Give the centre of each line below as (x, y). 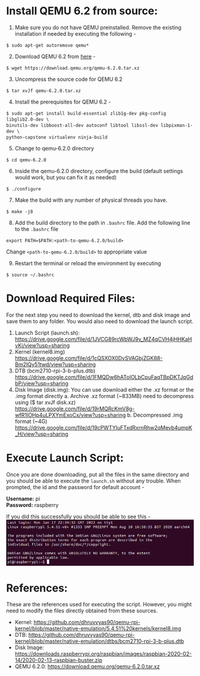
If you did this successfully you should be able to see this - (78, 517)
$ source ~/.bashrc (30, 275)
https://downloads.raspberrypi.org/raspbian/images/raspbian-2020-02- (103, 654)
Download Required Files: (71, 298)
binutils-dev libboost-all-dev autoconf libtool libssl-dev (82, 125)
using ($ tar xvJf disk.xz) (45, 402)
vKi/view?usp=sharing (42, 345)
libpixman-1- (177, 125)
